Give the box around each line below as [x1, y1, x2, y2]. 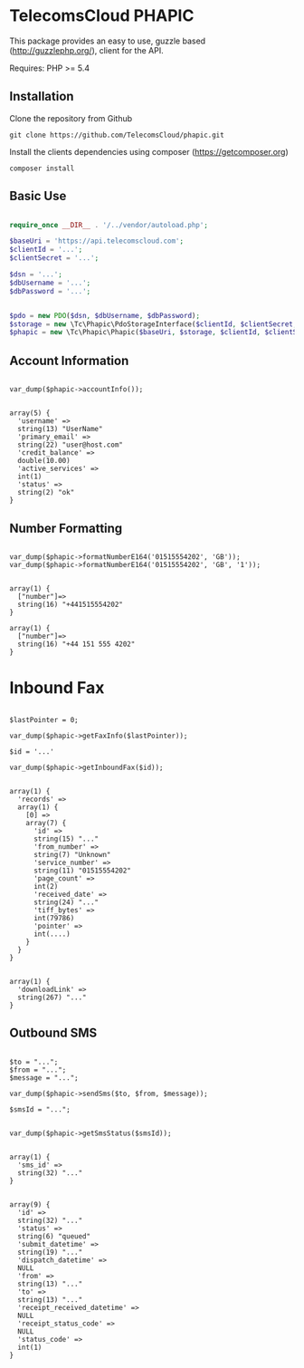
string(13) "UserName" [17, 425, 103, 434]
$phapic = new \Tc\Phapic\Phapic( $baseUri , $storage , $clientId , [9, 328, 261, 337]
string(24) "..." [33, 898, 100, 907]
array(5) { [9, 409, 51, 418]
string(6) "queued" [17, 1231, 91, 1241]
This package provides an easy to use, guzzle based [9, 35, 206, 46]
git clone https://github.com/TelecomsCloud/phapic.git [9, 130, 224, 140]
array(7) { [25, 818, 67, 827]
